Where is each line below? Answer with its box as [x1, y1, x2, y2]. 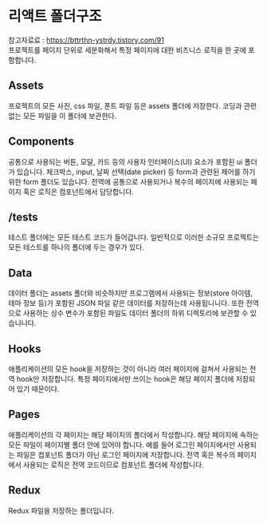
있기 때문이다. [16, 384, 60, 394]
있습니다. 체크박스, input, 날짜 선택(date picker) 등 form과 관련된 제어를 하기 [16, 167, 256, 176]
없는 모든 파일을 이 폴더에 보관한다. [8, 111, 117, 121]
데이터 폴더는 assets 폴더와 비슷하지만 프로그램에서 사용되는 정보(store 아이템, [8, 288, 253, 298]
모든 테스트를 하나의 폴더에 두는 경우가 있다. [8, 243, 145, 252]
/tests [8, 210, 38, 224]
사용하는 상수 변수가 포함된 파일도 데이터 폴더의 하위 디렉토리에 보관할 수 [22, 308, 249, 318]
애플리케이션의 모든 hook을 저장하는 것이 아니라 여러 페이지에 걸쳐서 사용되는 [8, 364, 249, 374]
